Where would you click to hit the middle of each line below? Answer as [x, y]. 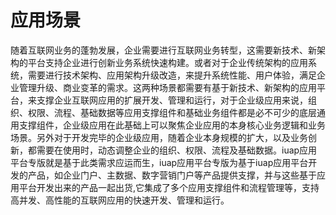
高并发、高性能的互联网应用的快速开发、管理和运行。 [120, 200]
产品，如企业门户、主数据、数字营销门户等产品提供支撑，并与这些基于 [172, 175]
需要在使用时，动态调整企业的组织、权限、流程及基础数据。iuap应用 [177, 150]
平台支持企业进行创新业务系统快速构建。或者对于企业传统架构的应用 [167, 62]
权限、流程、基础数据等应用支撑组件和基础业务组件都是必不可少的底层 [172, 112]
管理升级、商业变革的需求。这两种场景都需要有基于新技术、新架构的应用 [167, 87]
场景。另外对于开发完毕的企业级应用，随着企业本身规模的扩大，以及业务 [159, 137]
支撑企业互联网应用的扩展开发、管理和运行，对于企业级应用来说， [172, 100]
